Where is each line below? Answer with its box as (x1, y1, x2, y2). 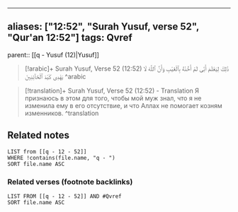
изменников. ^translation (24, 109, 99, 117)
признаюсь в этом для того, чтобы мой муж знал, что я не (24, 93, 202, 102)
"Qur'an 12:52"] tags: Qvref (7, 32, 132, 44)
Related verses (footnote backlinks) (7, 177, 133, 187)
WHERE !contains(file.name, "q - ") (7, 154, 115, 161)
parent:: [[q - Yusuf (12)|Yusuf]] (7, 50, 99, 59)
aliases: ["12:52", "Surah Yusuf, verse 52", (7, 20, 200, 33)
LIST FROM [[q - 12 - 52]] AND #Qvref (7, 192, 122, 200)
